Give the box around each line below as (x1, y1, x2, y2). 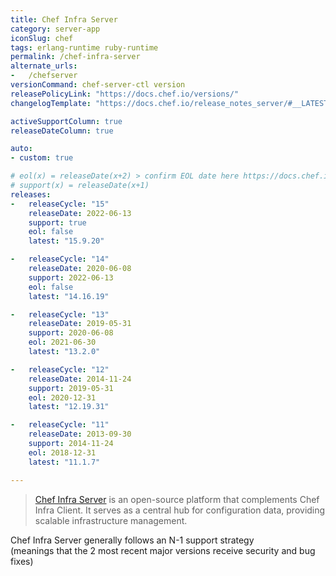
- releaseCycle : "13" (10, 309, 110, 320)
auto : (10, 144, 33, 154)
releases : (10, 189, 52, 200)
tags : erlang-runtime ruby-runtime (10, 42, 159, 53)
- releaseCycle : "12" (10, 364, 110, 375)
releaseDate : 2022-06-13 (28, 208, 132, 218)
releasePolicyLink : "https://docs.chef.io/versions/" (10, 89, 240, 99)
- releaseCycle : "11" (10, 420, 110, 430)
